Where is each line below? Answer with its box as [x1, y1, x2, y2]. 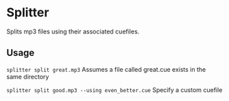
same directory [6, 72, 49, 81]
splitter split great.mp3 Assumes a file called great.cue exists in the [6, 65, 206, 73]
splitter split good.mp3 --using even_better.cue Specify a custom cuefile [6, 85, 223, 93]
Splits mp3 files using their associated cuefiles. [6, 27, 140, 35]
